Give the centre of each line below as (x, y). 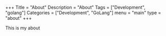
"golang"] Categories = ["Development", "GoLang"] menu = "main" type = (83, 13)
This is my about (23, 28)
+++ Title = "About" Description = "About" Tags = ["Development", (75, 7)
